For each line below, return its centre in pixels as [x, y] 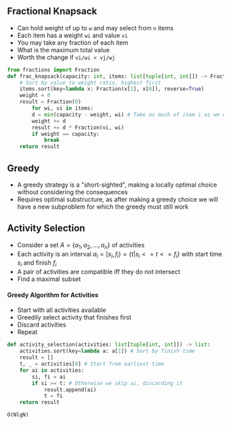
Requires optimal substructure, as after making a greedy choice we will [118, 199]
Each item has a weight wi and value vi [73, 35]
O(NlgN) [18, 415]
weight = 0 [35, 96]
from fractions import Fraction [53, 70]
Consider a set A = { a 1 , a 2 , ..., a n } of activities [81, 246]
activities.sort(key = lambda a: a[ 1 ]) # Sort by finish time [107, 351]
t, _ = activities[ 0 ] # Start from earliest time [92, 364]
